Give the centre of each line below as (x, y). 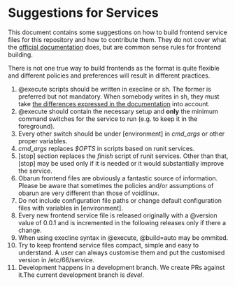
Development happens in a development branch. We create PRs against (121, 267)
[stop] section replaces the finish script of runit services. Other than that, (123, 156)
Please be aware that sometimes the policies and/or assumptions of (116, 185)
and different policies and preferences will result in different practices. (109, 76)
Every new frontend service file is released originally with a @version (117, 215)
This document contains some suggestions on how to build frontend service (118, 32)
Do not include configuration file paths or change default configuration (120, 200)
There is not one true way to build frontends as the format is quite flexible (114, 68)
